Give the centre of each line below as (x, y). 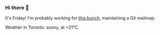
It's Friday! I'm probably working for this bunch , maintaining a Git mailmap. (80, 18)
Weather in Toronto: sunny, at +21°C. (42, 27)
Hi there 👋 (17, 8)
